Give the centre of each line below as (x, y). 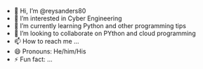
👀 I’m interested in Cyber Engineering (68, 18)
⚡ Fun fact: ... (33, 59)
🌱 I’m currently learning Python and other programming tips (100, 26)
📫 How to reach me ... (46, 41)
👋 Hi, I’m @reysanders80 (50, 11)
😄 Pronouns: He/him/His (50, 51)
